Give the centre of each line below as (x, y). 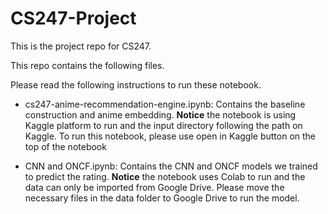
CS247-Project (73, 18)
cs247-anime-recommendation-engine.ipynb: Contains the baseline (165, 104)
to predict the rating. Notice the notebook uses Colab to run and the (165, 176)
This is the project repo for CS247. (81, 46)
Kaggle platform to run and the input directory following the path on (163, 125)
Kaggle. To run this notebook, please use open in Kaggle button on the (170, 136)
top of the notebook (65, 146)
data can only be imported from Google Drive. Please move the (154, 187)
